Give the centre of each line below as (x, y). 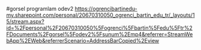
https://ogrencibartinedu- (106, 9)
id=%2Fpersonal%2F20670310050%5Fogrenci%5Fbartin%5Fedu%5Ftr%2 (100, 28)
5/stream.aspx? (25, 21)
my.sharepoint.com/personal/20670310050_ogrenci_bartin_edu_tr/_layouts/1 (100, 15)
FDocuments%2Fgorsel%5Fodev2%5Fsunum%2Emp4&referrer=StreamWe (100, 34)
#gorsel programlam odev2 (40, 9)
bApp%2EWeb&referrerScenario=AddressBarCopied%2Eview (83, 41)
